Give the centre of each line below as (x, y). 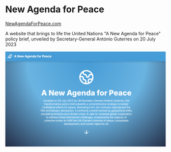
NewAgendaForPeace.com (33, 24)
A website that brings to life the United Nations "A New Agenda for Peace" (83, 33)
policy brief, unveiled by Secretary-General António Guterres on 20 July (81, 39)
